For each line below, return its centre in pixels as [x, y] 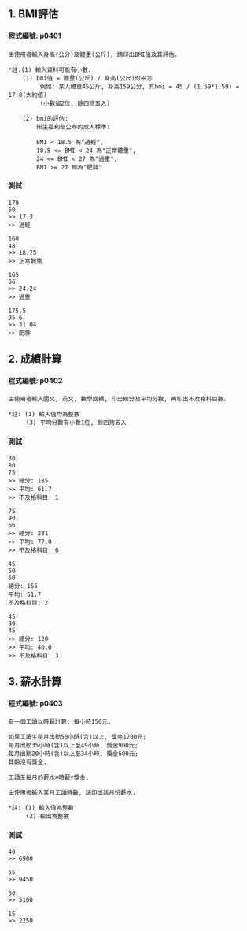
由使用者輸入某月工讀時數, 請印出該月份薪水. [72, 793]
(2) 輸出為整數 [47, 817]
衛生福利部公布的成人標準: [74, 127]
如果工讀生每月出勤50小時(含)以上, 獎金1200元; [77, 737]
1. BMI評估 [33, 14]
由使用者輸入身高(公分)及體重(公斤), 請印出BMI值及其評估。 [94, 54]
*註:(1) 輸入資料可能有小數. [50, 69]
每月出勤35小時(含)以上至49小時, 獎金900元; [74, 746]
